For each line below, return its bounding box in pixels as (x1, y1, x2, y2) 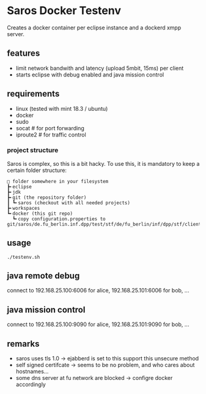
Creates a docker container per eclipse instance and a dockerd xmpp (7, 24, 182, 31)
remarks (7, 338, 40, 349)
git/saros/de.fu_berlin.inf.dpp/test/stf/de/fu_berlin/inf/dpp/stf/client (7, 221, 202, 227)
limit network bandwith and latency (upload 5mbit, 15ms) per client (15, 64, 184, 72)
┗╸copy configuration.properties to (12, 215, 106, 222)
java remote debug (7, 270, 80, 281)
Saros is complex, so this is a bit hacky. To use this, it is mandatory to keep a (7, 160, 200, 167)
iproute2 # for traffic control (15, 131, 86, 138)
